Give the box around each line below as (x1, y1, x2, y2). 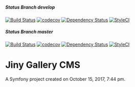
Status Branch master (5, 28, 53, 35)
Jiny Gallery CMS (5, 59, 80, 71)
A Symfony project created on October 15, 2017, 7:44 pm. (5, 76, 126, 82)
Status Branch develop (5, 4, 55, 10)
